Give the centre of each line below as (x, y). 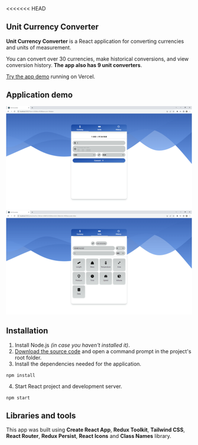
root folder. (28, 357)
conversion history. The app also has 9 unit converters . (74, 65)
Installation (27, 331)
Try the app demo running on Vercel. (51, 77)
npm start (18, 398)
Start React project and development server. (68, 386)
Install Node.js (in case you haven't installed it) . (72, 345)
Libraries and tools (41, 415)
